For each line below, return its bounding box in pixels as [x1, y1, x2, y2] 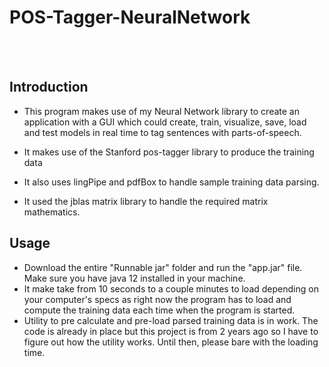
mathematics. [23, 206, 81, 218]
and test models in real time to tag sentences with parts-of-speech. [23, 126, 302, 138]
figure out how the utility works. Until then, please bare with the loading [23, 336, 319, 348]
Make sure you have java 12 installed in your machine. [23, 272, 246, 284]
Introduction [9, 79, 89, 96]
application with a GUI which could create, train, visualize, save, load [23, 116, 307, 128]
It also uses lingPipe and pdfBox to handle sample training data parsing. [23, 176, 320, 188]
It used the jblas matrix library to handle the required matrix [23, 195, 269, 207]
